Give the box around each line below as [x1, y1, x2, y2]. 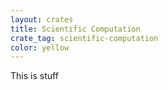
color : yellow [10, 42, 70, 53]
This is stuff [10, 70, 59, 82]
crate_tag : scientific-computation [10, 33, 159, 43]
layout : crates [10, 14, 74, 25]
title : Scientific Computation [10, 24, 141, 34]
